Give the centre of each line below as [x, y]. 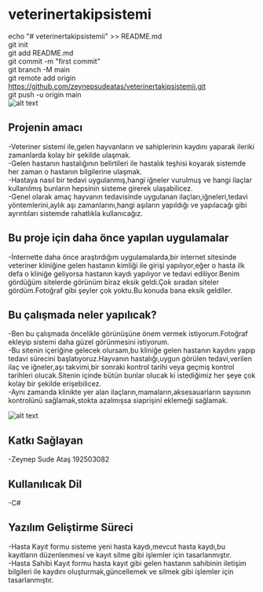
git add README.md [41, 53]
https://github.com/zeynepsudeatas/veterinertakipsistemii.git [107, 86]
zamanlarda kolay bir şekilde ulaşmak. [69, 155]
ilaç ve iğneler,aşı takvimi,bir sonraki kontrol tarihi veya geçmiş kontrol [121, 367]
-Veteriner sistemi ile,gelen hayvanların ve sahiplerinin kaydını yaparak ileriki [131, 146]
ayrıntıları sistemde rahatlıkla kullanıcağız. [75, 213]
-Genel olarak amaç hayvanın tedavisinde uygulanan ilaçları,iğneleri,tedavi [128, 196]
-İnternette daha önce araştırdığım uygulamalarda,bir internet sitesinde [122, 257]
